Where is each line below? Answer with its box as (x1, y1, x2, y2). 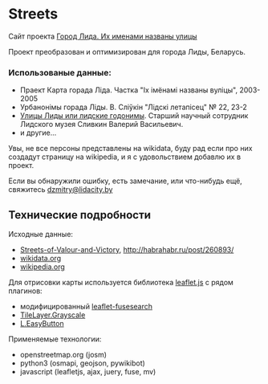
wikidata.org (19, 254, 62, 263)
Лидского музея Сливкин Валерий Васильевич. (19, 120, 184, 129)
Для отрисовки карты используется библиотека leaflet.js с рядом (8, 278, 234, 288)
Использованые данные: (8, 67, 112, 78)
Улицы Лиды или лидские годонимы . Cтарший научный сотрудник (19, 111, 249, 121)
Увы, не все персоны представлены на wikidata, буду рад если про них (8, 144, 253, 153)
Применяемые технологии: (8, 334, 102, 344)
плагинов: (8, 286, 43, 296)
